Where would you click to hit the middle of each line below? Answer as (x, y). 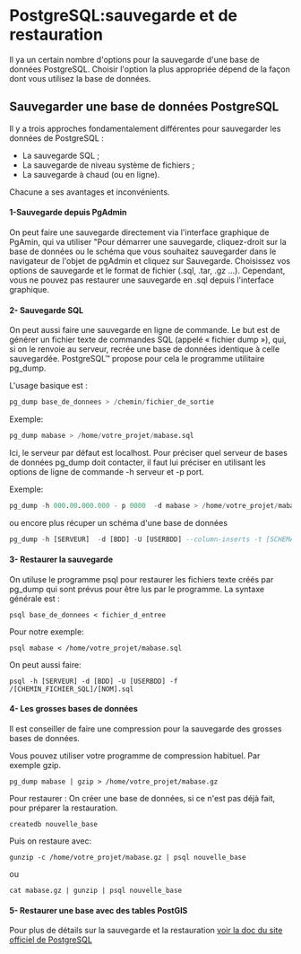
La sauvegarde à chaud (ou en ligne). (91, 174)
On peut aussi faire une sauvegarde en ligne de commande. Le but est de (145, 330)
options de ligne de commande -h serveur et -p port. (107, 471)
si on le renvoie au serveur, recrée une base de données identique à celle (145, 349)
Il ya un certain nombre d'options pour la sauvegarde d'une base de (134, 59)
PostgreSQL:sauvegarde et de (123, 16)
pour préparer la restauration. (64, 808)
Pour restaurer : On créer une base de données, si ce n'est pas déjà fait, (142, 799)
